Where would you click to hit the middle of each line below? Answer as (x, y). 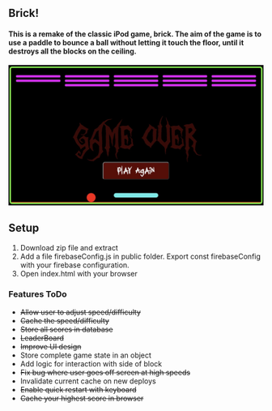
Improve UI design (51, 346)
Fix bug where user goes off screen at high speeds (105, 372)
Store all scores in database (66, 329)
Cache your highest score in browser (82, 398)
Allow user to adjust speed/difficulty (81, 312)
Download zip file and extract (69, 247)
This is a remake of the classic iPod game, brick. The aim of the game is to (135, 34)
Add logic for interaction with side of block (91, 363)
